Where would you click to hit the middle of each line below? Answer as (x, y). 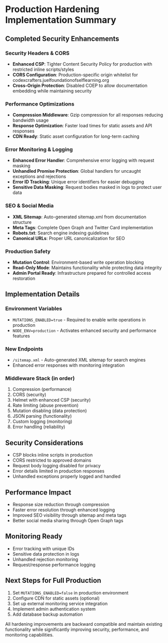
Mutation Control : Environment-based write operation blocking (78, 262)
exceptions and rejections (39, 177)
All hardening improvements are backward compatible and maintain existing (84, 624)
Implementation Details (43, 294)
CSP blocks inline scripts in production (53, 455)
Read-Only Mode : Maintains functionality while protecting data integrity (87, 268)
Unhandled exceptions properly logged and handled (66, 476)
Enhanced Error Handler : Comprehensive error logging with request (83, 161)
